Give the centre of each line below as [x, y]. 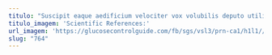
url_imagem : [28, 31]
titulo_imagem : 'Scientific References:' [79, 23]
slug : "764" [28, 38]
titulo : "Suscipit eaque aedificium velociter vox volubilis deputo [126, 16]
